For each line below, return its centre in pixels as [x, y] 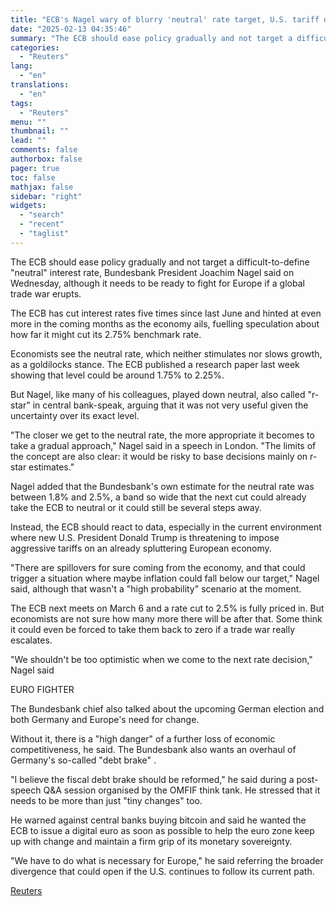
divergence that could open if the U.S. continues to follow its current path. [162, 871]
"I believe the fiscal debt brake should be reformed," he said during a [152, 779]
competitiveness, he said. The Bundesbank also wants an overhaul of [153, 749]
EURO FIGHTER [42, 689]
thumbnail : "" [40, 131]
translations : [40, 85]
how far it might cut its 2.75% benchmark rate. [106, 334]
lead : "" [28, 141]
